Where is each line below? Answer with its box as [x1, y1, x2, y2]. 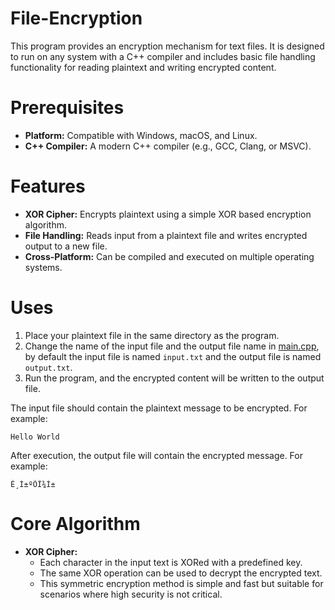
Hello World [10, 432, 60, 442]
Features [10, 175, 86, 198]
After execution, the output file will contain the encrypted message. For [10, 449, 303, 461]
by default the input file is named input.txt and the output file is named [24, 350, 322, 362]
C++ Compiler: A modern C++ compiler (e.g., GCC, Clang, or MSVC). [24, 140, 312, 152]
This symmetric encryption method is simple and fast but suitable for [39, 577, 324, 589]
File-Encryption [10, 7, 143, 30]
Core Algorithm [10, 512, 141, 535]
